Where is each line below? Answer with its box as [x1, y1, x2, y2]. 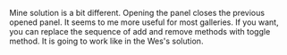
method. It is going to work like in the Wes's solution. [9, 35, 204, 46]
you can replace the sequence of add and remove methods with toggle [9, 27, 271, 36]
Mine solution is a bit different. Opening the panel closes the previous [9, 8, 266, 18]
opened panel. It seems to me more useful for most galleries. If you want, [9, 17, 279, 27]
